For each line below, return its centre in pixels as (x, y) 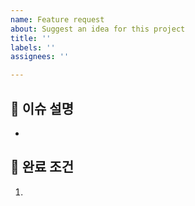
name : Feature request (57, 19)
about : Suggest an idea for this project (98, 29)
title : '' (31, 38)
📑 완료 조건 (42, 167)
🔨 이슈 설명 (42, 108)
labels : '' (33, 47)
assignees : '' (40, 57)
